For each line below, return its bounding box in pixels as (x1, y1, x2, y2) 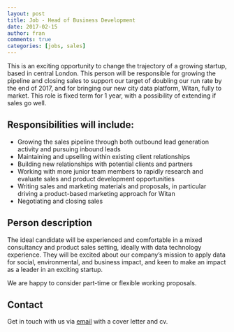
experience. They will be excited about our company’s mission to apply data (7, 250, 226, 259)
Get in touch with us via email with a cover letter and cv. (7, 317, 168, 326)
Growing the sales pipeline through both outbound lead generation (17, 137, 210, 146)
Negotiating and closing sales (17, 197, 103, 205)
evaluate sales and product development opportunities (17, 174, 175, 183)
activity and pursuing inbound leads (17, 144, 121, 153)
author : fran (7, 29, 45, 37)
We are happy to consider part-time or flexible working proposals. (7, 278, 197, 287)
